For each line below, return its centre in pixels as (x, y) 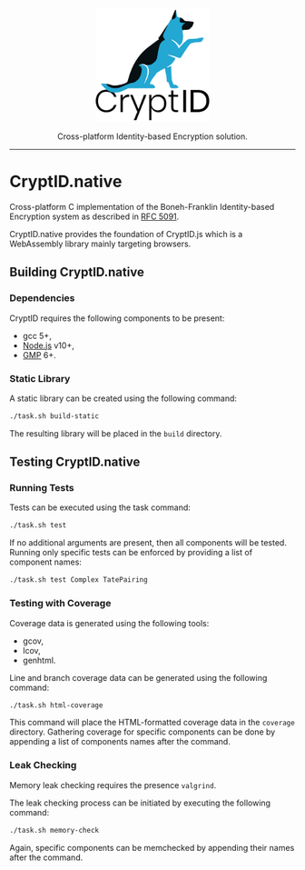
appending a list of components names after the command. (120, 742)
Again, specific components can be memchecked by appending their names (152, 847)
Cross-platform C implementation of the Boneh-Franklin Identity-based (142, 206)
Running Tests (42, 488)
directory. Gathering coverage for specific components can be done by (143, 732)
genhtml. (39, 660)
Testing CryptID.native (75, 462)
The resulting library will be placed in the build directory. (116, 433)
